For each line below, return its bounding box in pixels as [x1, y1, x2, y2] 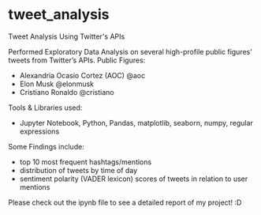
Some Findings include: [8, 141, 84, 151]
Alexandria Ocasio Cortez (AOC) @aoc [19, 70, 146, 80]
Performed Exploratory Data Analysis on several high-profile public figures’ [8, 47, 252, 56]
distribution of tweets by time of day [19, 165, 138, 175]
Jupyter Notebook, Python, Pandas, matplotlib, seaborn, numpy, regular [19, 118, 254, 127]
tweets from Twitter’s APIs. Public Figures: [8, 55, 146, 65]
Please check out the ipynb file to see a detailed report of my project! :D [8, 198, 242, 207]
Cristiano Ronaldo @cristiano [19, 87, 114, 96]
